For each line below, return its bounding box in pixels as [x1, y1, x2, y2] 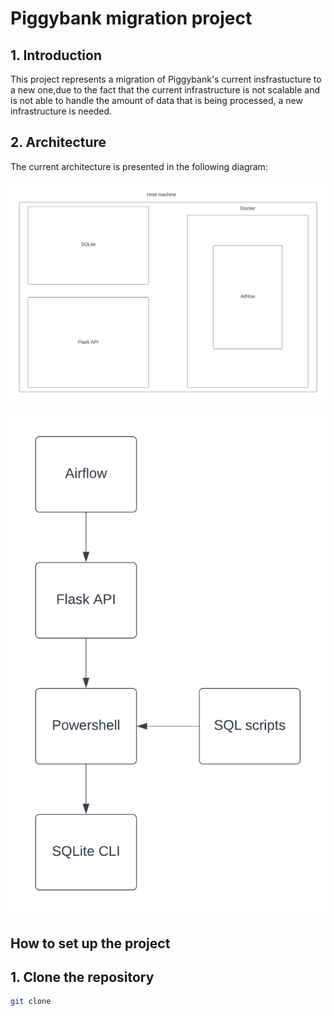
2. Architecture [10, 134, 107, 151]
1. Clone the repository [10, 968, 155, 986]
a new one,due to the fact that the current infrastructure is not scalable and [10, 84, 321, 96]
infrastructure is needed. [10, 105, 113, 117]
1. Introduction [10, 47, 102, 64]
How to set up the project [10, 935, 171, 952]
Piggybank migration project [10, 7, 253, 30]
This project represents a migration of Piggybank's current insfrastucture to [10, 73, 322, 85]
